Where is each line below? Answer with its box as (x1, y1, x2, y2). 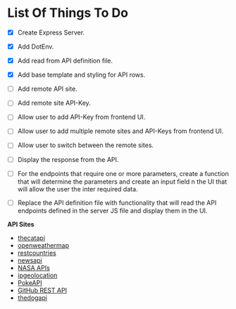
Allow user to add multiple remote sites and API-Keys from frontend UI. (17, 127, 224, 135)
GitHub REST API (17, 286, 68, 294)
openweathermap (17, 241, 69, 249)
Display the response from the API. (17, 155, 119, 163)
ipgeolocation (17, 271, 58, 279)
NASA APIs (17, 263, 51, 272)
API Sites (7, 220, 35, 228)
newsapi (17, 256, 42, 265)
